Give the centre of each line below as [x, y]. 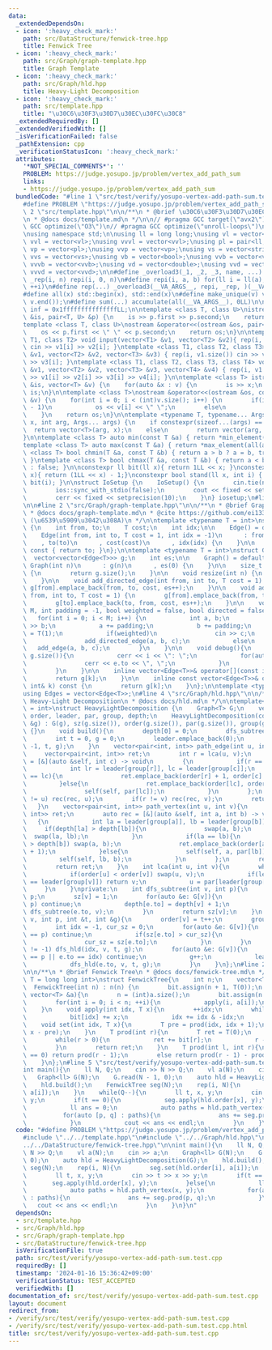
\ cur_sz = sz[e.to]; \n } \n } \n [137, 942]
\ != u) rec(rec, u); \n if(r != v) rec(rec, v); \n [123, 799]
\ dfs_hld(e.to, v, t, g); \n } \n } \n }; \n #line [141, 965]
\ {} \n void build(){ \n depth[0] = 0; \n [110, 731]
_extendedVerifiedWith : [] [61, 129]
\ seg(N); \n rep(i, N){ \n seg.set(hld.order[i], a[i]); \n [141, 1168]
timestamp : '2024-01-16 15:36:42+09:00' [85, 1273]
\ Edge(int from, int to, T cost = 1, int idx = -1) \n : [136, 535]
